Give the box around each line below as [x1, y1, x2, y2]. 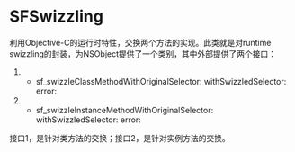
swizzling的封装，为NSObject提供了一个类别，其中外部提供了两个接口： [9, 48, 277, 59]
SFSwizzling [9, 6, 103, 27]
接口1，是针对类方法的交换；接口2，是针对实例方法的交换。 [9, 132, 231, 143]
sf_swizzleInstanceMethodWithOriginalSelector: [35, 104, 214, 115]
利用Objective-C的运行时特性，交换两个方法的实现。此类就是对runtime [9, 37, 272, 48]
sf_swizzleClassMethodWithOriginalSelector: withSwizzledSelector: [35, 76, 287, 86]
